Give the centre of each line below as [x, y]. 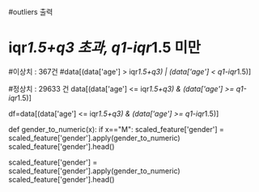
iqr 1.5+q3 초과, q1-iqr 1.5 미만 [104, 48]
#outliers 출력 [31, 12]
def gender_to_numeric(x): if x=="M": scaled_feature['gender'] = [116, 129]
